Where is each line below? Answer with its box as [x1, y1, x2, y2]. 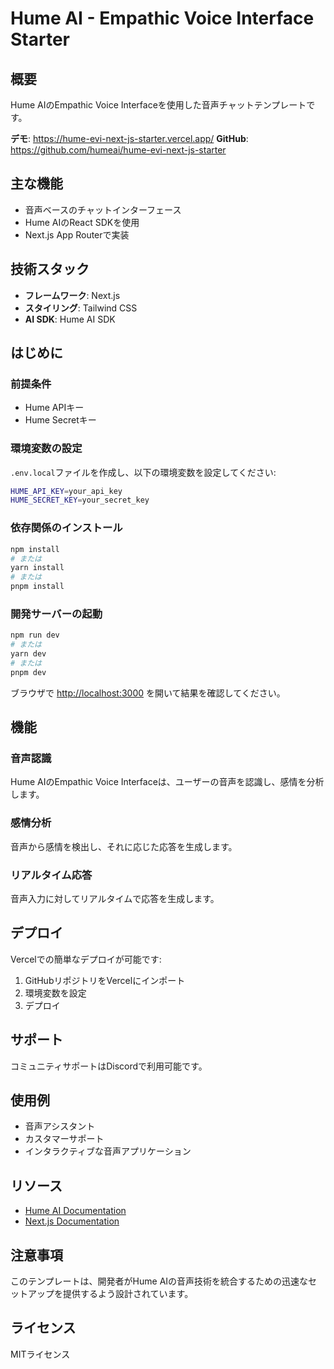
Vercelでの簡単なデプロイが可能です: [10, 953, 162, 965]
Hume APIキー [24, 402, 85, 414]
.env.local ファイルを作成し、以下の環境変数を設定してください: [10, 466, 277, 478]
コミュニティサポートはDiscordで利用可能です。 [10, 1060, 208, 1072]
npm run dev [10, 630, 60, 641]
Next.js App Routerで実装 [24, 228, 130, 241]
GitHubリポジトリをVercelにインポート [24, 974, 186, 986]
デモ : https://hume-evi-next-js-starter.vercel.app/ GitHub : [10, 133, 249, 144]
